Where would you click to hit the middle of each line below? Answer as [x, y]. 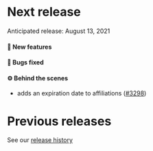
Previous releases [59, 121]
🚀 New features [30, 47]
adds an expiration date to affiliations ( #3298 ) [82, 93]
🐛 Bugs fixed [25, 62]
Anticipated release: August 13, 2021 [59, 31]
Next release [44, 12]
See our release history [40, 140]
